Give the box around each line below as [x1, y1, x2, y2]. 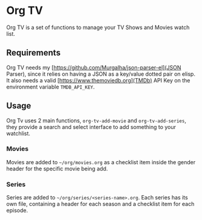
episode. [6, 207, 29, 214]
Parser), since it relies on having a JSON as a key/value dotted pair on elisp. [6, 70, 196, 78]
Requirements [6, 48, 61, 58]
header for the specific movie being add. [6, 165, 108, 172]
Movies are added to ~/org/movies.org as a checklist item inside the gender [6, 158, 196, 165]
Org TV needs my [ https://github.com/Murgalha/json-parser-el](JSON [6, 64, 181, 71]
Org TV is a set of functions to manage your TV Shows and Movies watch [6, 24, 190, 31]
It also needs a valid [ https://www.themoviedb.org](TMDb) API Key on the [6, 76, 190, 84]
